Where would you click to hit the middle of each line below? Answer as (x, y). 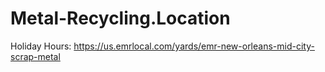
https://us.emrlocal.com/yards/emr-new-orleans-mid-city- (194, 46)
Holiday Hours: (41, 46)
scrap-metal (35, 56)
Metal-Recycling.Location (120, 18)
